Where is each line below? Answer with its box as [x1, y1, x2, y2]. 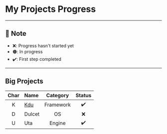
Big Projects [5, 77, 44, 86]
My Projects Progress [5, 3, 96, 15]
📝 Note [5, 29, 26, 38]
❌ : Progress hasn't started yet [12, 42, 74, 48]
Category [46, 92, 69, 99]
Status [75, 92, 92, 99]
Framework [44, 101, 71, 108]
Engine [49, 120, 66, 127]
